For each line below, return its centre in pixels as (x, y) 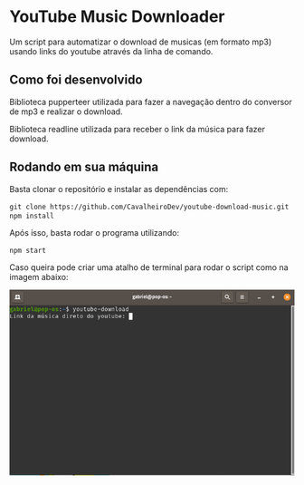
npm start (28, 250)
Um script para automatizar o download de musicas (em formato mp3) (141, 42)
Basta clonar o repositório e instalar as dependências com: (119, 189)
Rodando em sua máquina (84, 167)
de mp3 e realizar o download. (66, 112)
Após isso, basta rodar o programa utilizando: (94, 232)
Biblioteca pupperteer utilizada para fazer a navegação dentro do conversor (151, 102)
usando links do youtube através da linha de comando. (111, 51)
